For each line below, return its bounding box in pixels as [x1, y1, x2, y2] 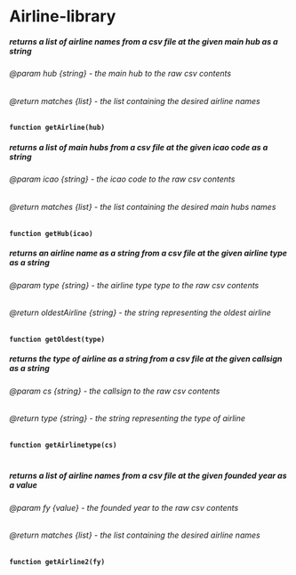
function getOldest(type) [9, 335, 105, 344]
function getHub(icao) [9, 229, 93, 238]
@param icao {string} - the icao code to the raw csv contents [9, 174, 236, 184]
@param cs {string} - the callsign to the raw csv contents [9, 385, 220, 396]
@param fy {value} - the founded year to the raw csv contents [9, 502, 239, 513]
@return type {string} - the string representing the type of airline [9, 413, 246, 424]
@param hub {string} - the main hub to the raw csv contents [9, 69, 232, 79]
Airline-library [9, 6, 116, 27]
